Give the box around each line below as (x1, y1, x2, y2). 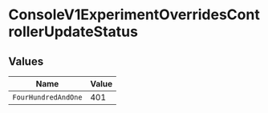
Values (8, 54, 44, 68)
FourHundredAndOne (12, 93, 83, 102)
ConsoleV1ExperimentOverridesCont (8, 6, 261, 24)
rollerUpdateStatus (8, 22, 139, 41)
